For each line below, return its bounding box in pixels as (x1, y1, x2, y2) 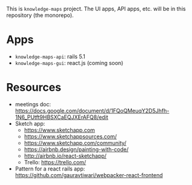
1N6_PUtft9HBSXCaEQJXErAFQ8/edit (15, 113, 108, 121)
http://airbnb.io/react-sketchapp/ (24, 152, 107, 160)
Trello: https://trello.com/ (24, 158, 87, 166)
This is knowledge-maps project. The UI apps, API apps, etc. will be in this (6, 5, 186, 12)
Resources (6, 81, 62, 95)
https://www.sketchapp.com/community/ (24, 139, 127, 146)
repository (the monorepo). (6, 12, 74, 19)
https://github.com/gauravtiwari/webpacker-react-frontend (15, 171, 164, 178)
